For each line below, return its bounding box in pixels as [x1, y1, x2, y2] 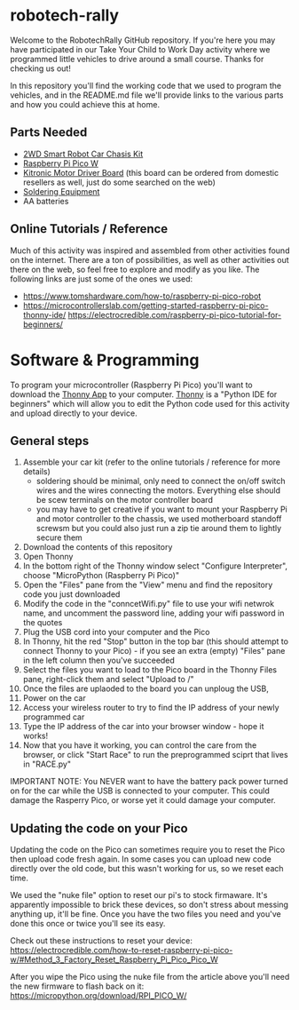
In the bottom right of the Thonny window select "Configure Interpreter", [22, 561, 287, 571]
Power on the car [22, 693, 87, 704]
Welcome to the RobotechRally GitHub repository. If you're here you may [10, 35, 276, 45]
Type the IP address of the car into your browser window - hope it [22, 721, 264, 732]
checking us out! [10, 63, 72, 74]
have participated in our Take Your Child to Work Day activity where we [10, 44, 271, 54]
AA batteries [22, 195, 69, 206]
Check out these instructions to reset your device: [10, 935, 193, 946]
